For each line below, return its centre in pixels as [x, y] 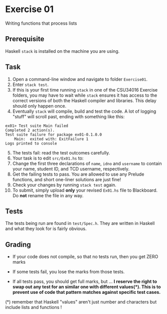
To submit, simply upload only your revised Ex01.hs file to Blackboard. [85, 190]
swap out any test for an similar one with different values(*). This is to [87, 287]
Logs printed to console [31, 143]
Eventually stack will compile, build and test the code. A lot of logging [84, 111]
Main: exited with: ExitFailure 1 [51, 139]
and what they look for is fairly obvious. [46, 229]
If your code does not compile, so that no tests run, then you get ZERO [85, 257]
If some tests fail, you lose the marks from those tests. [68, 272]
